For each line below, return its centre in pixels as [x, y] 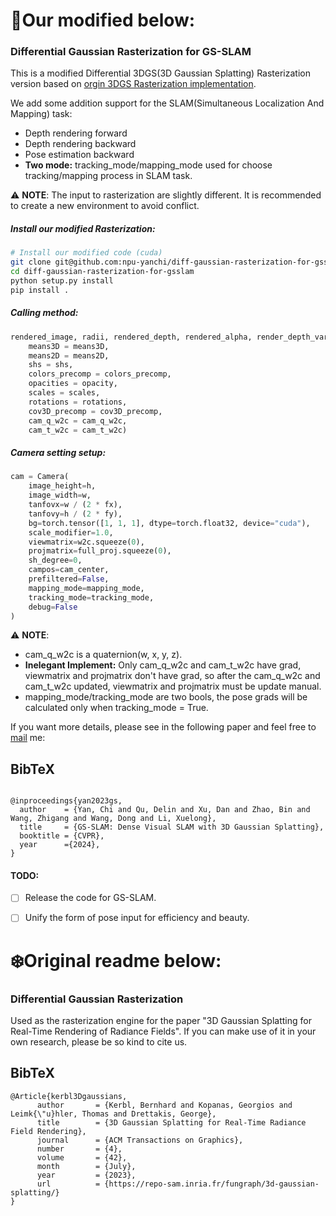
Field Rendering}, [48, 1131]
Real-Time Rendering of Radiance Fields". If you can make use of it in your [163, 1031]
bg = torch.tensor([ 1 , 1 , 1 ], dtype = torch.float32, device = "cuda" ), [169, 523]
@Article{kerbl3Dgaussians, [69, 1096]
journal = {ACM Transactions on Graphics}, [140, 1140]
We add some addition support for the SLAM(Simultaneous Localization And [167, 103]
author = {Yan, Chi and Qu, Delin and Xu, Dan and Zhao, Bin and [165, 810]
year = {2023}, [86, 1175]
